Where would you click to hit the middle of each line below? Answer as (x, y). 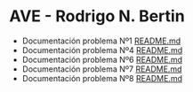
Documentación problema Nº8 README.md (102, 78)
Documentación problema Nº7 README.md (102, 69)
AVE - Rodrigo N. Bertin (97, 16)
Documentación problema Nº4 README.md (102, 50)
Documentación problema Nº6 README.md (102, 59)
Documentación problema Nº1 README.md (101, 41)
